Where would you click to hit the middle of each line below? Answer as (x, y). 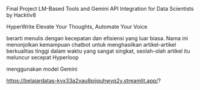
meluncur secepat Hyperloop (42, 57)
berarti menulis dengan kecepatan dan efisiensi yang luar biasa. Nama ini (97, 38)
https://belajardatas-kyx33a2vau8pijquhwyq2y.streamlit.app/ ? (84, 81)
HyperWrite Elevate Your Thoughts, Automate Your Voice (77, 27)
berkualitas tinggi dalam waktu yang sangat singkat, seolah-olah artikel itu (98, 51)
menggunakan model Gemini (42, 69)
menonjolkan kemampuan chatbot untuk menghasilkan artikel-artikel (91, 45)
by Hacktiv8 (21, 15)
